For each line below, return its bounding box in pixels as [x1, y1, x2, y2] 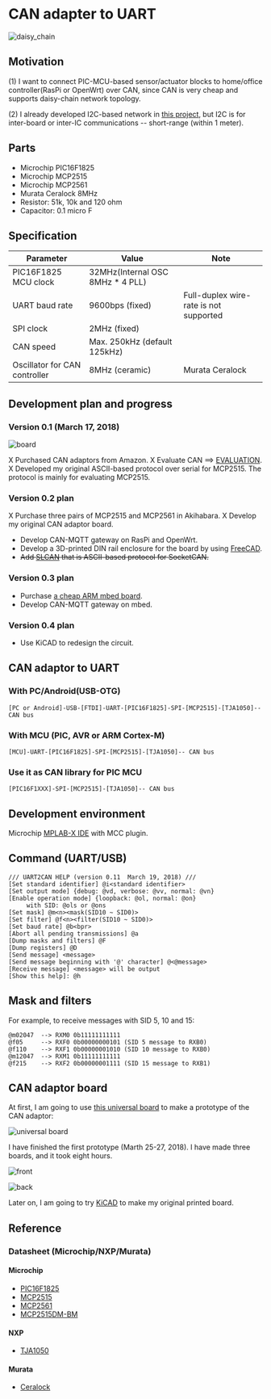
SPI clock [12, 323, 48, 334]
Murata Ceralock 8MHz [19, 188, 98, 198]
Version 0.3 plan [8, 573, 74, 584]
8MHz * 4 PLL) [88, 276, 147, 288]
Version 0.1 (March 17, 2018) [8, 421, 120, 432]
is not [200, 300, 222, 311]
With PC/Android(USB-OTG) [8, 686, 121, 697]
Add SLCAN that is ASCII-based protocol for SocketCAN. [19, 552, 210, 562]
